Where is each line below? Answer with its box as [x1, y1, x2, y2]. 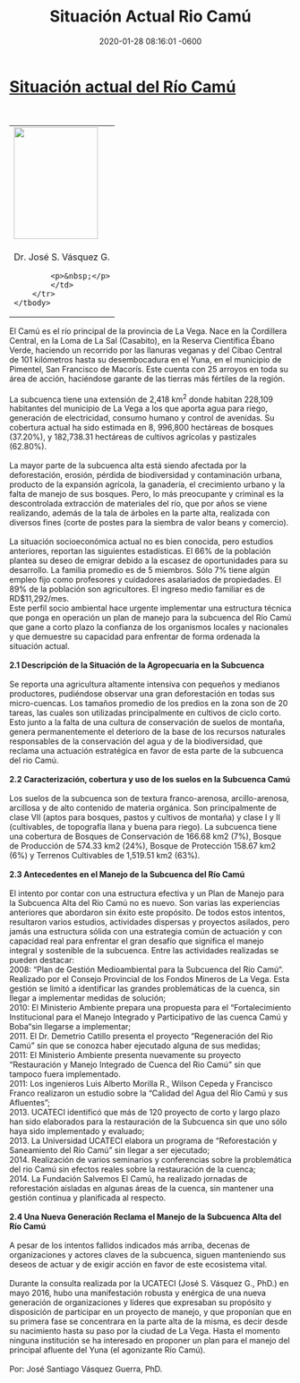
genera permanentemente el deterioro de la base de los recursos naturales [9, 727, 287, 738]
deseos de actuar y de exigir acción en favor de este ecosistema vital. [9, 1259, 268, 1270]
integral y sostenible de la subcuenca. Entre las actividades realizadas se [9, 945, 279, 956]
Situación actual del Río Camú [9, 76, 236, 97]
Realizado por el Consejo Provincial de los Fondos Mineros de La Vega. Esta [9, 974, 290, 985]
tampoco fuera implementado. [9, 1069, 121, 1080]
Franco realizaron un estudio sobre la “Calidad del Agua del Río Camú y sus [9, 1088, 288, 1098]
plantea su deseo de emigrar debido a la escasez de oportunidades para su [9, 555, 288, 566]
